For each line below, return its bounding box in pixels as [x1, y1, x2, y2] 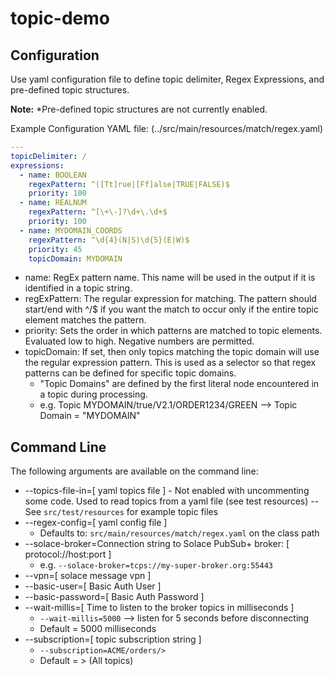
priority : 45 [28, 244, 83, 254]
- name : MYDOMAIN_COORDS [19, 225, 123, 236]
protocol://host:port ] [24, 548, 112, 561]
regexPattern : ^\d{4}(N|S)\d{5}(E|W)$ [28, 235, 190, 245]
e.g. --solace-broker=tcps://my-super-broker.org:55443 [39, 559, 273, 571]
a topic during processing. [39, 388, 148, 401]
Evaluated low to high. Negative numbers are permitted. [24, 335, 255, 347]
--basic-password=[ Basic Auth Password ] [24, 591, 205, 603]
